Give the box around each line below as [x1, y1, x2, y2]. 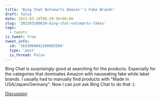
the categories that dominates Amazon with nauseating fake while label [5, 71, 150, 77]
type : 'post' [9, 48, 36, 53]
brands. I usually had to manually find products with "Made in [5, 76, 129, 82]
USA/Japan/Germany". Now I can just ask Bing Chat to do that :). [5, 81, 136, 87]
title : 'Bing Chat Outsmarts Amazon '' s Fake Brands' [5, 7, 115, 12]
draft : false [5, 12, 32, 17]
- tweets [9, 30, 27, 35]
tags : [5, 25, 16, 30]
